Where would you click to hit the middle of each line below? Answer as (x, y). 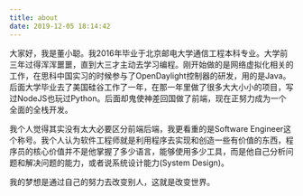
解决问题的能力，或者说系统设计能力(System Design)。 (127, 163)
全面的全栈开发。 (41, 109)
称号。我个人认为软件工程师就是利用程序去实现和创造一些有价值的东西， (151, 140)
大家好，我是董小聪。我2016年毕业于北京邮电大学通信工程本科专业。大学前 (149, 53)
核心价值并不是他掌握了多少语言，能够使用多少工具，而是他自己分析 (159, 151)
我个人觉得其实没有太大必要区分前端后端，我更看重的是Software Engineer (147, 128)
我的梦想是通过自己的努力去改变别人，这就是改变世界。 (112, 182)
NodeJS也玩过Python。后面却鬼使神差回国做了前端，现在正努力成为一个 (151, 98)
